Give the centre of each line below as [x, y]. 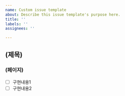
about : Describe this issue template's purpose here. [63, 15]
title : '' [16, 19]
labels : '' [17, 24]
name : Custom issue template [36, 10]
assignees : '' [20, 29]
